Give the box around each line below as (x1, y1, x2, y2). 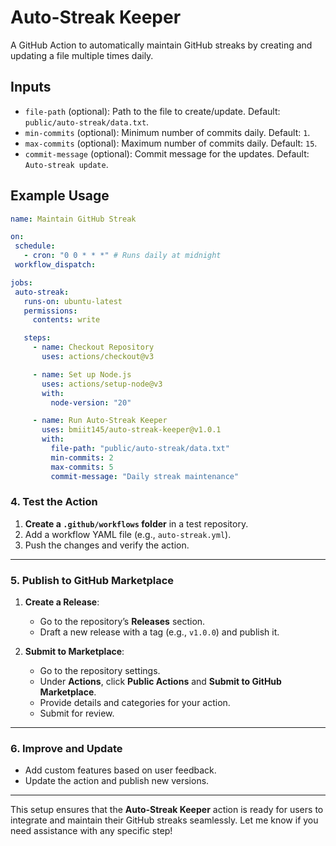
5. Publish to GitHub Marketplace (10, 573, 175, 587)
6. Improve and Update (10, 742, 123, 756)
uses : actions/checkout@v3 (41, 352, 155, 362)
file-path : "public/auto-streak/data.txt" (50, 444, 230, 454)
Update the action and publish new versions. (24, 775, 210, 787)
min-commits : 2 (50, 452, 114, 463)
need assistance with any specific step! (10, 825, 173, 837)
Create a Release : (24, 596, 100, 608)
